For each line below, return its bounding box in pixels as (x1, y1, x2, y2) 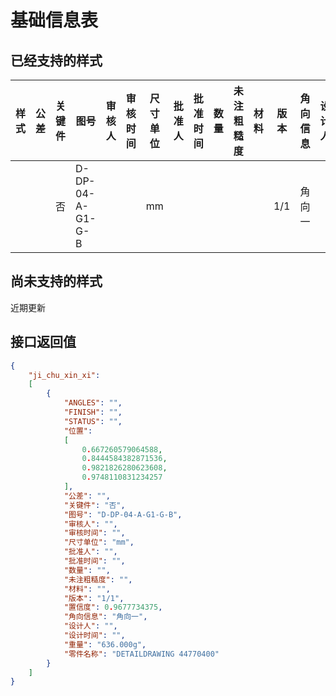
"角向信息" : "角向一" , (63, 612, 148, 622)
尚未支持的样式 (10, 273, 103, 290)
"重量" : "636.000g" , (63, 639, 147, 650)
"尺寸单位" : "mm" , (63, 537, 135, 548)
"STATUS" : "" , (63, 416, 123, 426)
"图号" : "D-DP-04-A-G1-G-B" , (63, 509, 183, 520)
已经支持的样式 (10, 52, 103, 69)
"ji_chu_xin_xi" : (28, 370, 101, 380)
